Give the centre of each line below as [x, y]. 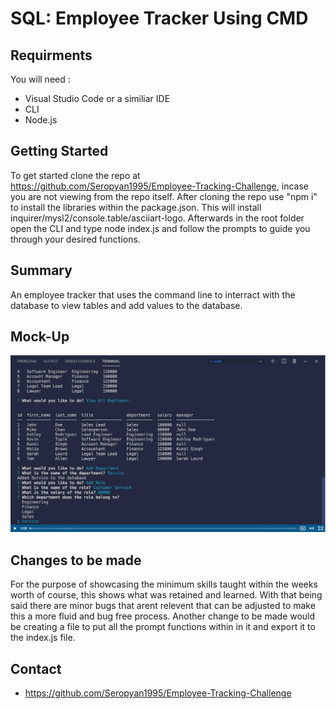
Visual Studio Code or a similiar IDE [97, 98]
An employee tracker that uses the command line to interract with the [153, 294]
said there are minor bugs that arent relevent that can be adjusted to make [163, 606]
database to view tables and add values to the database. [126, 305]
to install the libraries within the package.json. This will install [136, 207]
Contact [36, 668]
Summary [41, 270]
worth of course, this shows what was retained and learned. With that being [166, 595]
